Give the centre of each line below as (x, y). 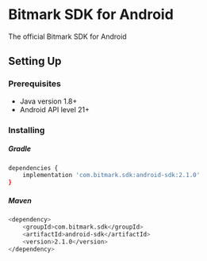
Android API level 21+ (54, 109)
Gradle (20, 149)
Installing (27, 130)
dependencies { (33, 168)
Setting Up (35, 61)
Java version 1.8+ (48, 101)
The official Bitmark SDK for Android (67, 36)
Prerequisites (34, 84)
